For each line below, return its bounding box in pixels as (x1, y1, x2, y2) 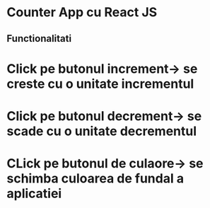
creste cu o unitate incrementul (6, 76, 194, 92)
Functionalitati (6, 33, 72, 45)
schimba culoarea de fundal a (6, 171, 185, 187)
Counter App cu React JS (6, 4, 158, 21)
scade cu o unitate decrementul (6, 123, 197, 139)
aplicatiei (6, 185, 62, 202)
